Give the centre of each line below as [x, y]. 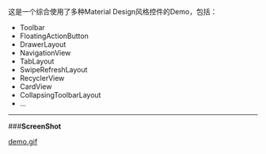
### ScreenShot [35, 126]
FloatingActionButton [54, 36]
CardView [36, 87]
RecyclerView [42, 78]
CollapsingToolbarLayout [60, 95]
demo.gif [23, 142]
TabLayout [37, 61]
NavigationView [45, 53]
